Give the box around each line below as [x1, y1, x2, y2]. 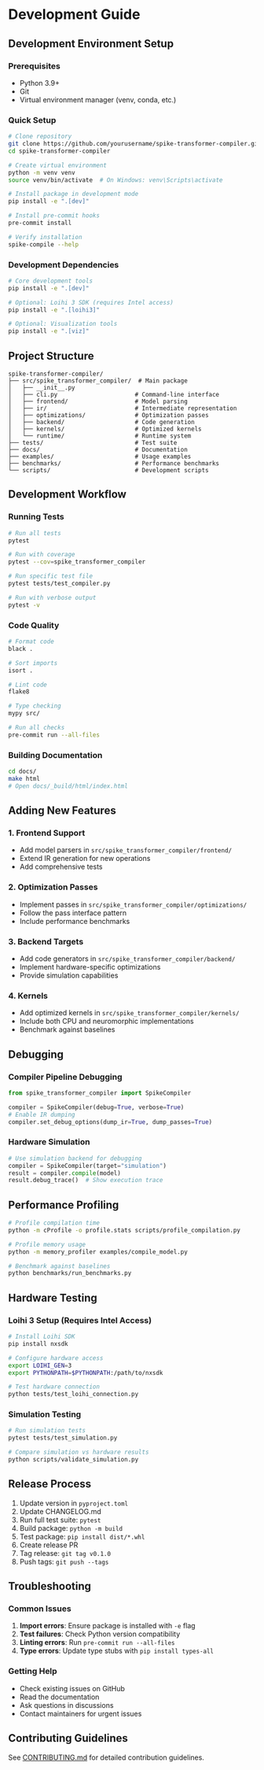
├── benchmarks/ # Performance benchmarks [8, 460, 220, 467]
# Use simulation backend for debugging [8, 1155, 143, 1162]
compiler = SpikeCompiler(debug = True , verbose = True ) [8, 1103, 185, 1111]
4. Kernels [8, 990, 49, 1001]
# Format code [8, 637, 55, 646]
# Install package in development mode [8, 190, 139, 198]
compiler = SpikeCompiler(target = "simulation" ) [8, 1162, 167, 1170]
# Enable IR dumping [8, 1110, 76, 1118]
